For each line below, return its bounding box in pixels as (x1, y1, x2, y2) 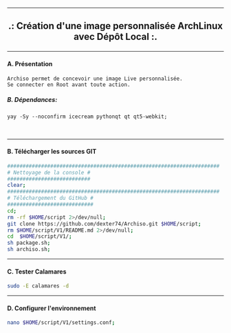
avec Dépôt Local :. (73, 31, 158, 43)
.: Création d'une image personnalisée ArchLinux (8, 20, 223, 32)
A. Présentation (7, 59, 53, 68)
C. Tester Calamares (7, 267, 67, 276)
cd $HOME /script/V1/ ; (7, 233, 72, 240)
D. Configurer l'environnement (7, 304, 96, 312)
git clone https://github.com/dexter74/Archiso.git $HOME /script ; (7, 220, 201, 228)
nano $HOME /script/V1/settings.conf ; (7, 319, 115, 326)
